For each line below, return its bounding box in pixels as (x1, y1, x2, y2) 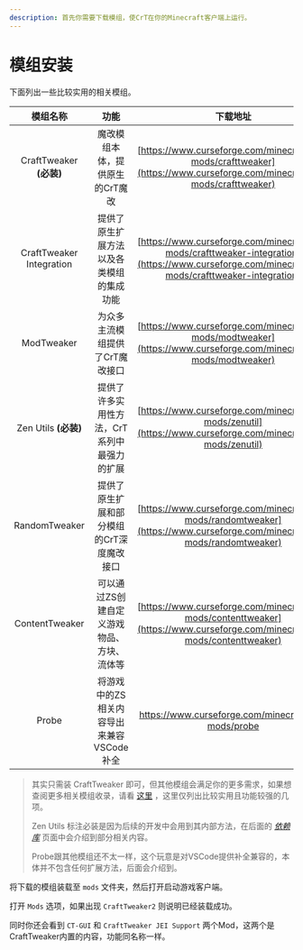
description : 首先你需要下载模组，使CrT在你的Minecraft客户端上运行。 (9, 13, 252, 23)
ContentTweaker (14, 617, 85, 629)
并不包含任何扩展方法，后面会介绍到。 (39, 862, 182, 872)
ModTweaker (21, 336, 78, 349)
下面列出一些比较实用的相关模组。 (9, 87, 136, 97)
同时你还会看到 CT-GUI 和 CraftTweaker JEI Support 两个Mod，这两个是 (9, 919, 275, 930)
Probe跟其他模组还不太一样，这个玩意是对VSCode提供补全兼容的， (31, 851, 282, 862)
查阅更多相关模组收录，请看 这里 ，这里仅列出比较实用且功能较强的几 (31, 790, 289, 800)
